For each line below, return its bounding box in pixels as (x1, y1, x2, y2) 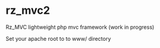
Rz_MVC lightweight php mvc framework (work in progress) (5, 23, 155, 31)
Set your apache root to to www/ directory (5, 35, 111, 42)
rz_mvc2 (5, 4, 51, 17)
